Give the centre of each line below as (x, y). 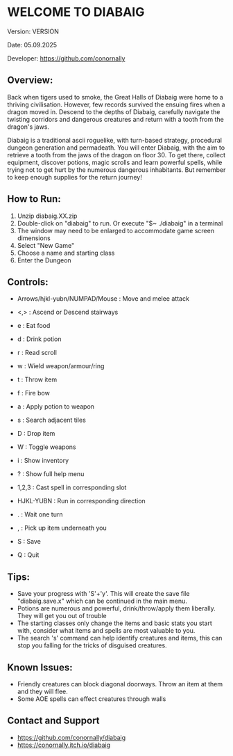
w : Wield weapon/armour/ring (61, 366)
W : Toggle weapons (46, 447)
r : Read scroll (37, 353)
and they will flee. (42, 691)
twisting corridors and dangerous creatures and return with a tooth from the (115, 119)
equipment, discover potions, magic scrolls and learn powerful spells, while (115, 162)
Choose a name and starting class (66, 253)
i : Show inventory (43, 461)
